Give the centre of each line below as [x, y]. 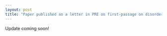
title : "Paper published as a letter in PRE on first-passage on [74, 14]
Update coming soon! [27, 28]
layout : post [19, 10]
